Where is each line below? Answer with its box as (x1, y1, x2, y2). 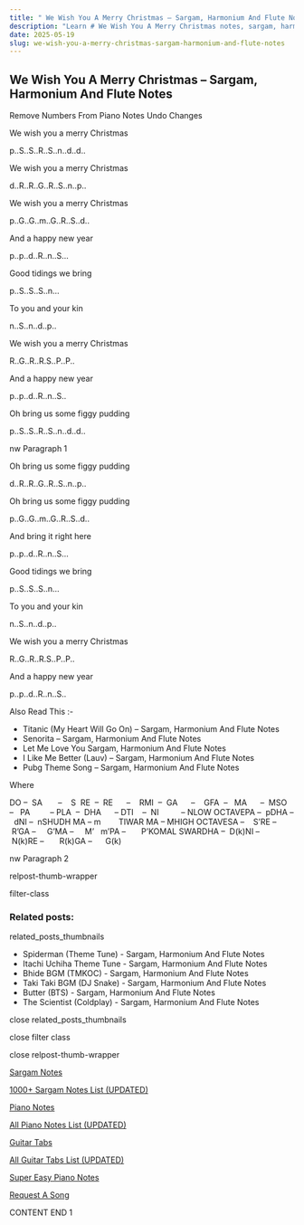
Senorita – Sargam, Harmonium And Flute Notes (22, 734, 202, 745)
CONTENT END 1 (9, 1207, 73, 1218)
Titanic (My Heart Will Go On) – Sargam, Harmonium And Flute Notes (22, 724, 280, 735)
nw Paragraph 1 (9, 443, 68, 454)
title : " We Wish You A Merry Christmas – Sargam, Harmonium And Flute (9, 13, 285, 23)
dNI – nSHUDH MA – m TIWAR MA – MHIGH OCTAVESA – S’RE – (13, 816, 278, 828)
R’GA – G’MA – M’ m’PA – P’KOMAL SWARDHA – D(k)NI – (11, 826, 261, 837)
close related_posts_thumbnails (9, 1014, 127, 1025)
